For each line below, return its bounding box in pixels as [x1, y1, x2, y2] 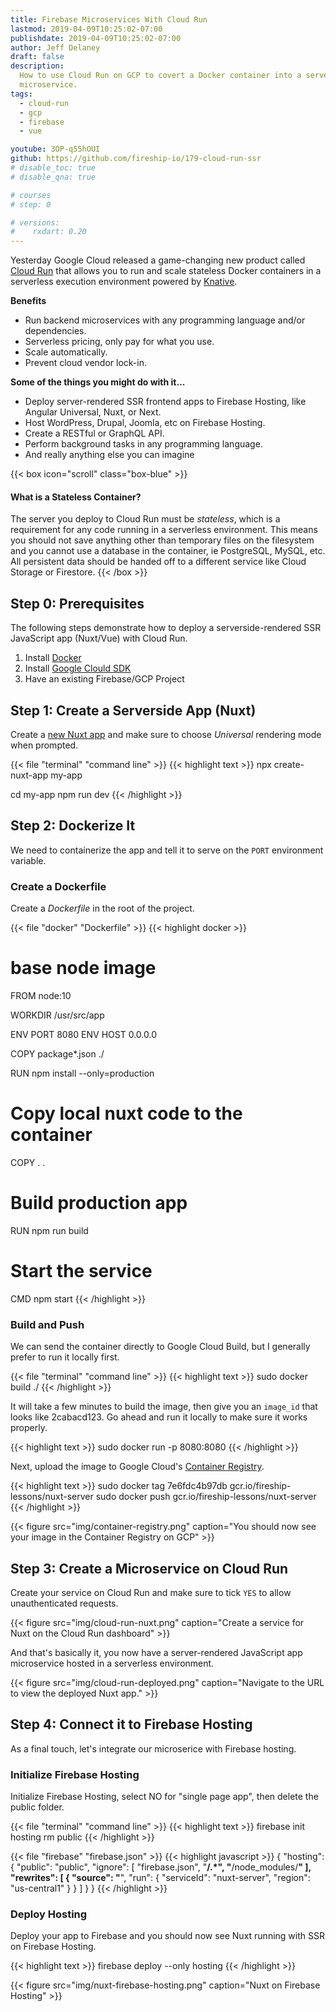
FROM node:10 [10, 990, 72, 1001]
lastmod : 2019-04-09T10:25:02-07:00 [10, 24, 163, 34]
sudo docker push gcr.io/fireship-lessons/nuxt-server [95, 1491, 317, 1503]
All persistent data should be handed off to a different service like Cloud [10, 556, 307, 568]
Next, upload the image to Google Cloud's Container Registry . [10, 1461, 265, 1473]
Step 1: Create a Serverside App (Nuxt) [10, 702, 257, 719]
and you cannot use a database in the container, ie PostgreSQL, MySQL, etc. [10, 545, 326, 557]
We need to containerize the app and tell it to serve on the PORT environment [10, 844, 324, 856]
